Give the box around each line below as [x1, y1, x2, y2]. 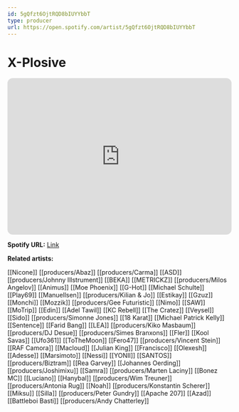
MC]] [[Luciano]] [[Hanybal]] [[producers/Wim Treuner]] [7, 374, 172, 383]
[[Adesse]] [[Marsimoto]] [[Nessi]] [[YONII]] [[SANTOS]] [7, 352, 172, 360]
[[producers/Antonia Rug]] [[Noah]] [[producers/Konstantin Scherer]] [7, 381, 211, 390]
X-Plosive [7, 54, 66, 70]
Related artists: [7, 254, 54, 263]
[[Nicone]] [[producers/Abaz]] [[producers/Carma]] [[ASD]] [7, 268, 182, 277]
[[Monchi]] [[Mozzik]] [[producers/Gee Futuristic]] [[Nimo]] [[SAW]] [7, 298, 206, 307]
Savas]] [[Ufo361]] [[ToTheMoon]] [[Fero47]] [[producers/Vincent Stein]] [7, 336, 221, 345]
